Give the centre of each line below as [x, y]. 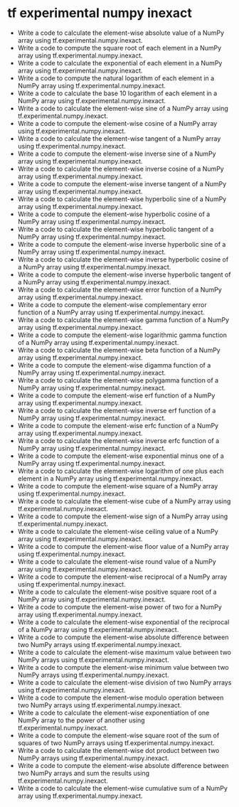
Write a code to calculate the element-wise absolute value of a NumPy [121, 33]
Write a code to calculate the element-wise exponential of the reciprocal [123, 622]
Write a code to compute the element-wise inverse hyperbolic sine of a [122, 244]
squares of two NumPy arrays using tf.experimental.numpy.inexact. [116, 743]
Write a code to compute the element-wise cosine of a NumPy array [117, 123]
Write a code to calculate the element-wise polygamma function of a [118, 380]
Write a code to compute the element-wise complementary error [112, 304]
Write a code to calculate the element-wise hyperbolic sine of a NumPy [122, 199]
